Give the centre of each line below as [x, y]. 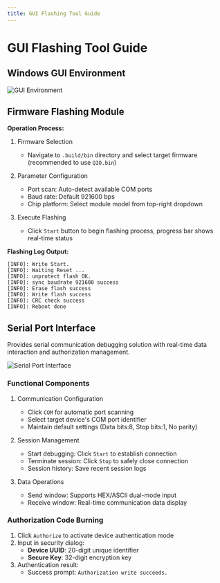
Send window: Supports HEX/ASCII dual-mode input [102, 495]
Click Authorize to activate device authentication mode [95, 535]
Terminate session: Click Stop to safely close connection [108, 460]
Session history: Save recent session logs [87, 468]
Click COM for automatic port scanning [81, 412]
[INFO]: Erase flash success [49, 289]
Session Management [48, 440]
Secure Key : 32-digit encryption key [80, 557]
